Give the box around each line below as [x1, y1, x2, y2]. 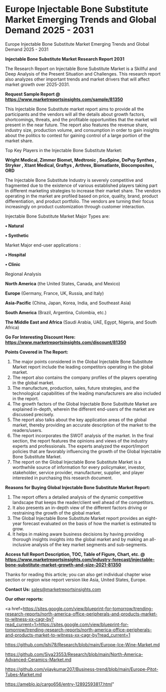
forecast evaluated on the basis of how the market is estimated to [22, 520, 157, 526]
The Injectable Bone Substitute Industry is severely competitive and [5, 177, 143, 183]
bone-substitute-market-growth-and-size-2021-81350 [5, 562, 121, 568]
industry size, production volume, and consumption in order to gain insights [5, 127, 160, 133]
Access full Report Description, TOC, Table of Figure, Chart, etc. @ [5, 551, 145, 557]
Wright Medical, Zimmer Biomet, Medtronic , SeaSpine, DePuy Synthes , [5, 157, 157, 163]
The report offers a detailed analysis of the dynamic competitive [12, 494, 144, 500]
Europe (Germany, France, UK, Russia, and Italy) [5, 290, 104, 296]
